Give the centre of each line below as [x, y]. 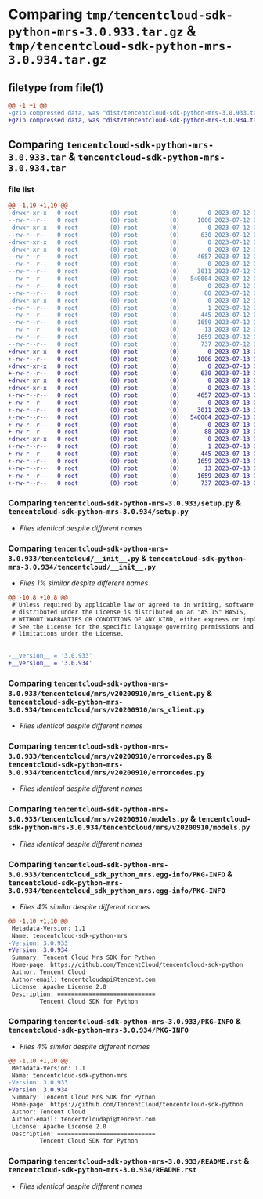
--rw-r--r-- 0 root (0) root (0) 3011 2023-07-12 [129, 272]
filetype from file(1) [56, 87]
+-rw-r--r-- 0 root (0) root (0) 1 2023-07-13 [129, 446]
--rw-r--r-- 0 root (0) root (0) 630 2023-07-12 [129, 235]
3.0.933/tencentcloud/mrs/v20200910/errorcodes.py [106, 756]
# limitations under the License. [68, 634]
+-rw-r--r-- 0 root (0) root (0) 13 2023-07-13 [129, 468]
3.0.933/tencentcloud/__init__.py [74, 558]
